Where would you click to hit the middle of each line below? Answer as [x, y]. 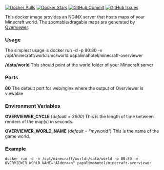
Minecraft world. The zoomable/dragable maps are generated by [70, 22]
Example [16, 149]
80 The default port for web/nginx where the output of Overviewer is [74, 88]
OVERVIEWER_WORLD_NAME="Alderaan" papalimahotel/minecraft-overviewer [78, 163]
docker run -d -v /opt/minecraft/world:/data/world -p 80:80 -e [72, 159]
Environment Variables [33, 106]
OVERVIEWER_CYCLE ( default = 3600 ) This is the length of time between [79, 116]
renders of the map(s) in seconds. [39, 121]
